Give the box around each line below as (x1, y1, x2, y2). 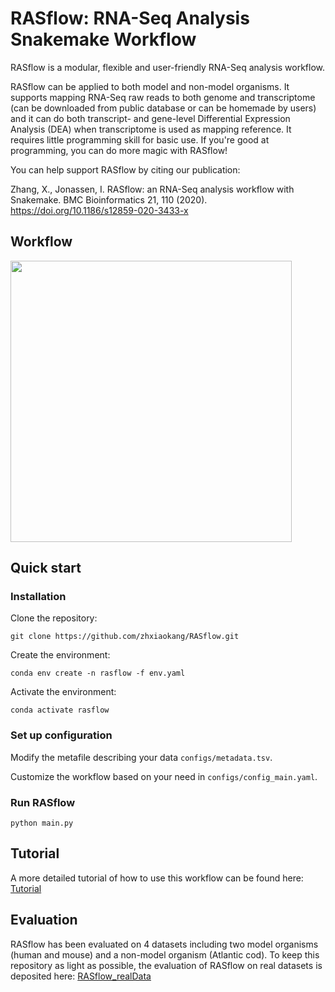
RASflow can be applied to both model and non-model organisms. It (10, 80, 290, 92)
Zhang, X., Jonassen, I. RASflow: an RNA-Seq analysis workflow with (10, 183, 295, 195)
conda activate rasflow (10, 705, 110, 716)
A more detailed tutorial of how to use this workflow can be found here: (10, 872, 304, 884)
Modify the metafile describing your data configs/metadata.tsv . (10, 751, 273, 763)
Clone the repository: (10, 612, 98, 624)
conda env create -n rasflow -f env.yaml (10, 668, 186, 679)
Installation (10, 590, 67, 604)
